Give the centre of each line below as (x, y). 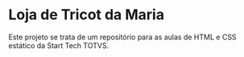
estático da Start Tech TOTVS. (59, 45)
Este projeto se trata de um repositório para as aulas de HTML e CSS (122, 37)
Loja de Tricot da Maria (87, 15)
